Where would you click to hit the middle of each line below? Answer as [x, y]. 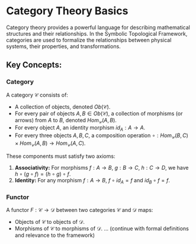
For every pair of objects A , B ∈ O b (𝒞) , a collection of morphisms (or [99, 113]
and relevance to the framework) [55, 235]
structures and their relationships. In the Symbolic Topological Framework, [97, 33]
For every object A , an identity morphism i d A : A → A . [80, 129]
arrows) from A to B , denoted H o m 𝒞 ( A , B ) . [66, 121]
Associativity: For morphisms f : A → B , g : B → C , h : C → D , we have [102, 167]
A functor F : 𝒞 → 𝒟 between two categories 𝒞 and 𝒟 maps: [80, 210]
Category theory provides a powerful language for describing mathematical [98, 27]
